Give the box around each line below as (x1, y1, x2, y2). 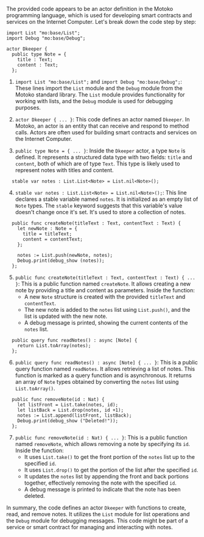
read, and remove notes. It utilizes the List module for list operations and (6, 511, 190, 517)
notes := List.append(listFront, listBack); (17, 413, 132, 419)
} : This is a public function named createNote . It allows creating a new (15, 280, 191, 287)
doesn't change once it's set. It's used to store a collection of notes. (15, 209, 186, 215)
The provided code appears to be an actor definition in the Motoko (6, 5, 174, 12)
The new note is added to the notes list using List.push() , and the (24, 306, 191, 313)
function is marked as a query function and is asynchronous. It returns (15, 372, 192, 379)
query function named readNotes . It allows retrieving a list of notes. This (15, 366, 195, 372)
